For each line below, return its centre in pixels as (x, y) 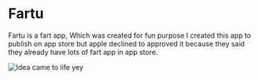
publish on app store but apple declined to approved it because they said (127, 43)
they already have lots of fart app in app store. (83, 52)
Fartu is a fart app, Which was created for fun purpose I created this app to (130, 35)
